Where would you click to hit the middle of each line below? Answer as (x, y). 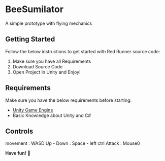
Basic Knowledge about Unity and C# (52, 115)
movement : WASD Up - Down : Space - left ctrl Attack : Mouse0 (73, 143)
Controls (19, 131)
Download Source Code (38, 66)
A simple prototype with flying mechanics (49, 23)
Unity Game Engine (33, 110)
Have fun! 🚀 (18, 153)
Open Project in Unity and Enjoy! (46, 72)
